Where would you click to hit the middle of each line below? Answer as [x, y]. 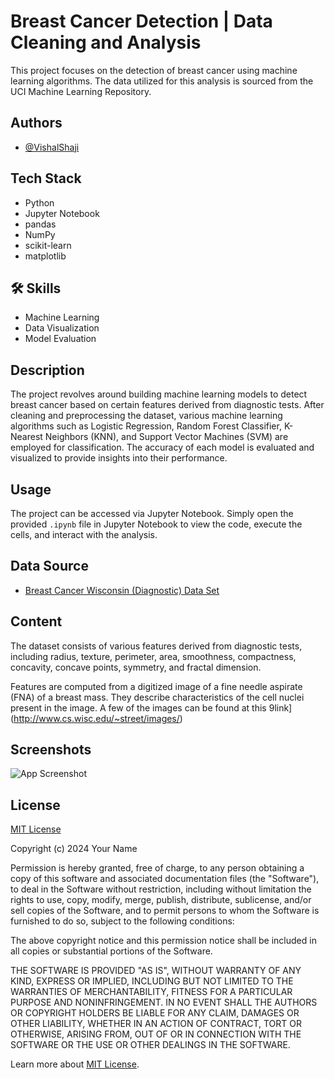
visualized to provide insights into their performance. [119, 458]
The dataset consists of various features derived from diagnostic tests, [156, 646]
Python [39, 202]
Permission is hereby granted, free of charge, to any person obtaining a [157, 868]
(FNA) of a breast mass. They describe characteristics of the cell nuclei [157, 697]
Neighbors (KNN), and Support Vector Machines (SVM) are [166, 437]
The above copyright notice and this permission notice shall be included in [163, 941]
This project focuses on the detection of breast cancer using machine [154, 70]
